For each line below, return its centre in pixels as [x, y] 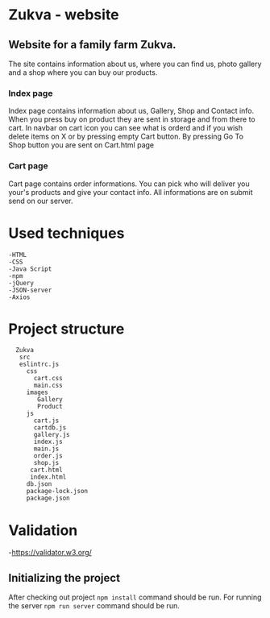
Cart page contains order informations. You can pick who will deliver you [129, 184]
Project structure [66, 329]
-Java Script [30, 269]
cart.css [48, 379]
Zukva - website [64, 15]
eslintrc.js [39, 364]
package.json [48, 498]
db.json [39, 484]
